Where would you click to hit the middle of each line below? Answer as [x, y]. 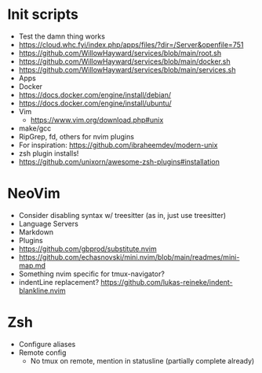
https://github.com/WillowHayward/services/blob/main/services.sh [127, 69]
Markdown [36, 232]
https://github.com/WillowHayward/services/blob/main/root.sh [120, 53]
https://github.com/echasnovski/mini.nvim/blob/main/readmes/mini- [129, 257]
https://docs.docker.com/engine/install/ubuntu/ [95, 103]
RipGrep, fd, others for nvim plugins [76, 136]
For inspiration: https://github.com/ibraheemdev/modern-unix [118, 145]
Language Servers [49, 223]
